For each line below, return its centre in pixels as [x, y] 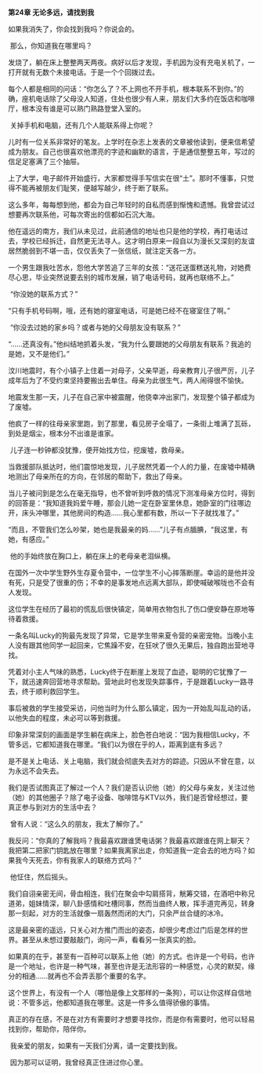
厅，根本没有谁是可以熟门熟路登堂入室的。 [77, 108]
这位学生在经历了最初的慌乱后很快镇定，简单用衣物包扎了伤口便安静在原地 [128, 609]
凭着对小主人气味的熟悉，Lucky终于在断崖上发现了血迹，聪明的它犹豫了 [124, 672]
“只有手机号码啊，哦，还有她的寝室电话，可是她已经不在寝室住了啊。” [119, 311]
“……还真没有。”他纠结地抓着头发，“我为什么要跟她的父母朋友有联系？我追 [126, 344]
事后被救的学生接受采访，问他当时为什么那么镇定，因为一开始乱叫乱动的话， [131, 708]
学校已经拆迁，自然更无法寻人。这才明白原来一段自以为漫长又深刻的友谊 [138, 241]
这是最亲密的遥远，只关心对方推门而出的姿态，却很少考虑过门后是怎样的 [124, 930]
